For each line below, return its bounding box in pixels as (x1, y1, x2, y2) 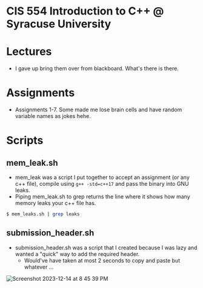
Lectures (6, 45, 52, 59)
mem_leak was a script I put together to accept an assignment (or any (15, 174, 190, 181)
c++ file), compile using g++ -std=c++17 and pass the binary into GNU (15, 180, 189, 188)
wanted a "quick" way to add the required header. (15, 250, 140, 258)
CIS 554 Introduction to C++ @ (6, 4, 164, 18)
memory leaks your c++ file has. (15, 200, 96, 207)
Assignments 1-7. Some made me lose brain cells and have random (15, 106, 182, 113)
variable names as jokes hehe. (15, 113, 91, 120)
